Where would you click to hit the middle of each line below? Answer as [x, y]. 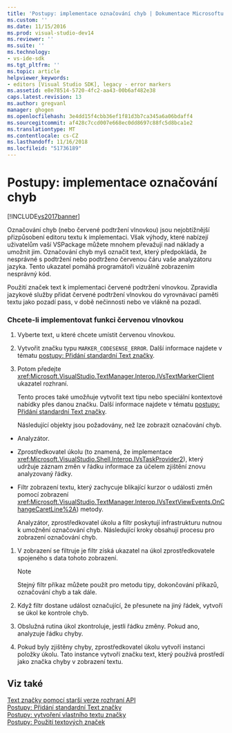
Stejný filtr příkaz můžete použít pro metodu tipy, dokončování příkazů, [118, 585]
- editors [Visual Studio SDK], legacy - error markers [89, 84]
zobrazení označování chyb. [57, 537]
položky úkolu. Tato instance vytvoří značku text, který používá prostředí [120, 654]
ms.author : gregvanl [37, 104]
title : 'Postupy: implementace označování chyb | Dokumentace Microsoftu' [117, 13]
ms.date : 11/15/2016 [37, 26]
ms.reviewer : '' [30, 39]
